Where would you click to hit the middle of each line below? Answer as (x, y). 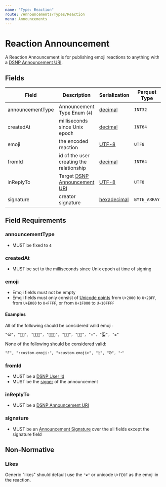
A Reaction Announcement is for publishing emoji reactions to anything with (82, 57)
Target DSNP (74, 176)
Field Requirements (36, 220)
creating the (73, 162)
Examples (16, 314)
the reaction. (18, 480)
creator (67, 196)
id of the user (74, 156)
